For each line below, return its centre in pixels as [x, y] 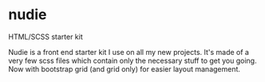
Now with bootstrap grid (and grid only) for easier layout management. [125, 68]
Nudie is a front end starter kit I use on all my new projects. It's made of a [129, 52]
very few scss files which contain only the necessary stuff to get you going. [132, 61]
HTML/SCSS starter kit [46, 37]
